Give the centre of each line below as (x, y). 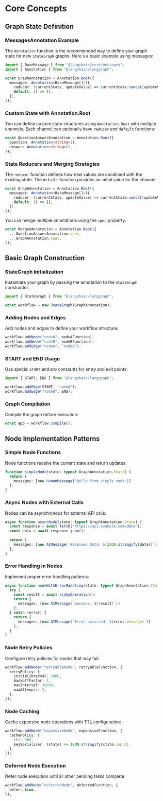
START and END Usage (33, 359)
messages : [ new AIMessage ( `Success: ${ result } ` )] (69, 604)
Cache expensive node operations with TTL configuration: (63, 722)
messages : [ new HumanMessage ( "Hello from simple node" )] (73, 481)
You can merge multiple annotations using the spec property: (66, 220)
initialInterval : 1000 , (38, 676)
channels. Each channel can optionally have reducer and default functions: (80, 129)
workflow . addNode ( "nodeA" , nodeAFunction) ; (50, 337)
